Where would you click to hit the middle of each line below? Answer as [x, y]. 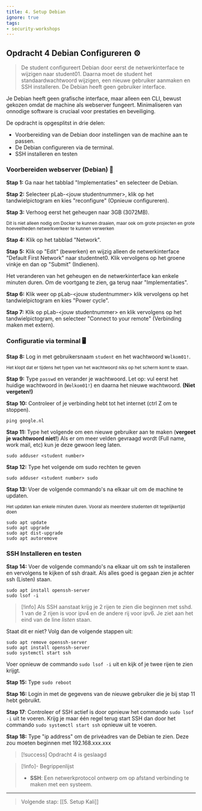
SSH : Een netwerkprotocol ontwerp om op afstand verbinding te [109, 778]
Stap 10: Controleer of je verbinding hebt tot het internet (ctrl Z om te [92, 403]
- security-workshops [33, 29]
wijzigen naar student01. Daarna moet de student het [86, 74]
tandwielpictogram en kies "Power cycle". [58, 301]
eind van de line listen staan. [56, 619]
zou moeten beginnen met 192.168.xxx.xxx [59, 743]
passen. [25, 141]
